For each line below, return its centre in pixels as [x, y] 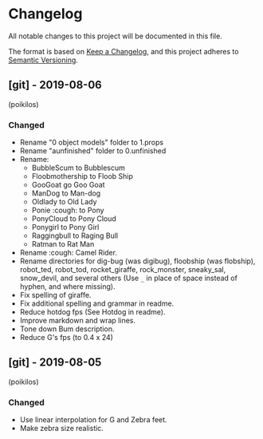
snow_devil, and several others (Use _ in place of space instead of [128, 278]
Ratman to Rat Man [63, 244]
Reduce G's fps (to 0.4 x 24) [67, 338]
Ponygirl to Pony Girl [65, 227]
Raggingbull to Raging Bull [75, 235]
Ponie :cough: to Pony [68, 210]
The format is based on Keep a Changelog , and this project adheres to [124, 51]
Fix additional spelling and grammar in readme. [97, 303]
